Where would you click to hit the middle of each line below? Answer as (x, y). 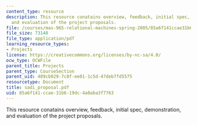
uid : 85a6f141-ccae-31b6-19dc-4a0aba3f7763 (60, 93)
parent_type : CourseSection (40, 71)
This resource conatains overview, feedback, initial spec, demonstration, (94, 109)
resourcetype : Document (35, 82)
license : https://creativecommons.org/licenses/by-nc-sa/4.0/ (84, 55)
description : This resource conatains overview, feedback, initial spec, (98, 17)
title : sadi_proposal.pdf (38, 88)
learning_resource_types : (38, 44)
